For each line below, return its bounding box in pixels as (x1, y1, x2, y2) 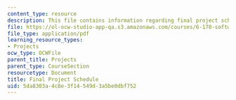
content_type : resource (7, 10, 77, 18)
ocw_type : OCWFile (7, 50, 61, 57)
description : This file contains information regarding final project (7, 17, 218, 24)
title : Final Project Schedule (7, 75, 99, 83)
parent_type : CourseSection (7, 63, 90, 70)
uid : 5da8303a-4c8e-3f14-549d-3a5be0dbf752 (7, 82, 137, 89)
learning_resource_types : (7, 37, 83, 44)
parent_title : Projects (7, 56, 77, 63)
